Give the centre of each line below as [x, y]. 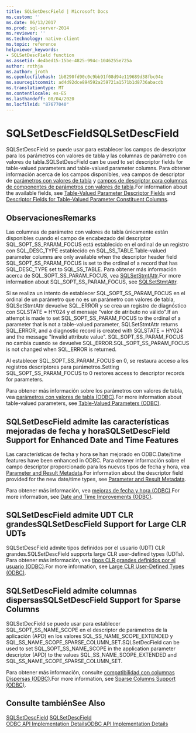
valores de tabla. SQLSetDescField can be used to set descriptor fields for [94, 162]
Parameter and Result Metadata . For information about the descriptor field [94, 473]
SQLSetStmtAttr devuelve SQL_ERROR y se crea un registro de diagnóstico [96, 306]
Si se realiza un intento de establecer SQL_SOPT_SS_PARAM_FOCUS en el [96, 293]
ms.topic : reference [31, 45]
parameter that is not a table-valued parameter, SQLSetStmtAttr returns [92, 325]
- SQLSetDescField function [40, 55]
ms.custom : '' [23, 17]
